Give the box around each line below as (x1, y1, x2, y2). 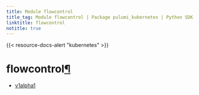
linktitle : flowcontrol (6, 20, 66, 26)
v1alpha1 (14, 82, 36, 89)
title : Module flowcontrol (6, 8, 73, 15)
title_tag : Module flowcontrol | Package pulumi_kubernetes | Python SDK (6, 14, 194, 20)
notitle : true (6, 25, 42, 31)
